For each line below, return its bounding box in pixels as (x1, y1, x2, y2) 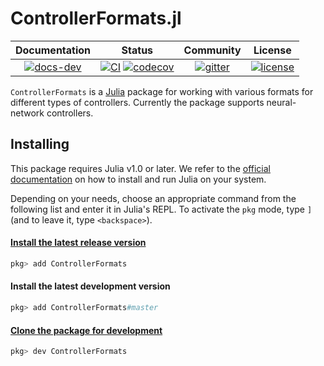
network (10, 107, 45, 119)
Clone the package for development (10, 324, 163, 336)
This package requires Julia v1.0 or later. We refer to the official (10, 162, 271, 174)
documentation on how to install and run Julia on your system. (10, 173, 267, 185)
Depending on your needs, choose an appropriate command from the (10, 192, 297, 204)
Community (183, 43, 242, 57)
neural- (266, 96, 297, 108)
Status (121, 43, 154, 57)
